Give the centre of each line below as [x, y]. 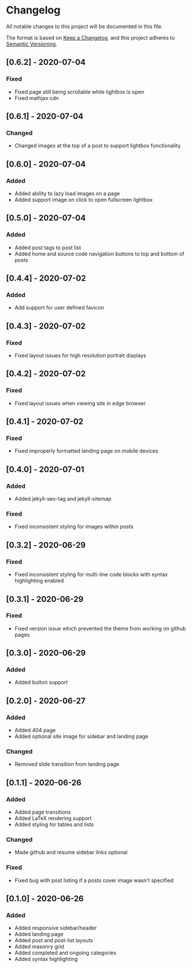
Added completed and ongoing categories [65, 953]
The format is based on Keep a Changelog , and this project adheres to [90, 37]
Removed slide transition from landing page [67, 764]
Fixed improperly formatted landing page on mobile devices [86, 451]
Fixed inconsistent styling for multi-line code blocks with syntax [91, 574]
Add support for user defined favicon [59, 308]
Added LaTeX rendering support [53, 818]
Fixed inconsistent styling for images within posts [74, 526]
